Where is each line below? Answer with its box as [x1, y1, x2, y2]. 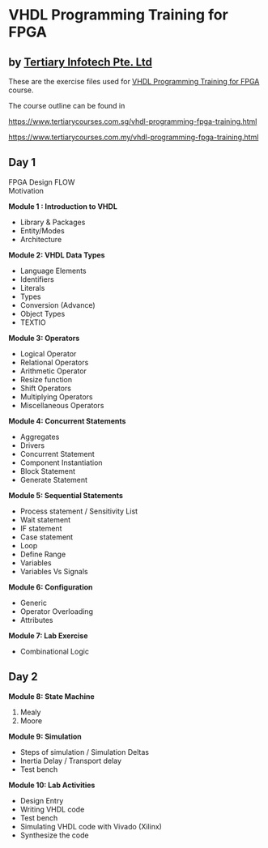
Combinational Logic [19, 646, 89, 656]
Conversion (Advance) [19, 300, 96, 309]
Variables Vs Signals [19, 566, 88, 576]
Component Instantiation [19, 458, 103, 467]
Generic [19, 598, 47, 607]
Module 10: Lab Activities [8, 780, 96, 790]
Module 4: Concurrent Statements [8, 415, 126, 426]
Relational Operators [19, 357, 89, 367]
